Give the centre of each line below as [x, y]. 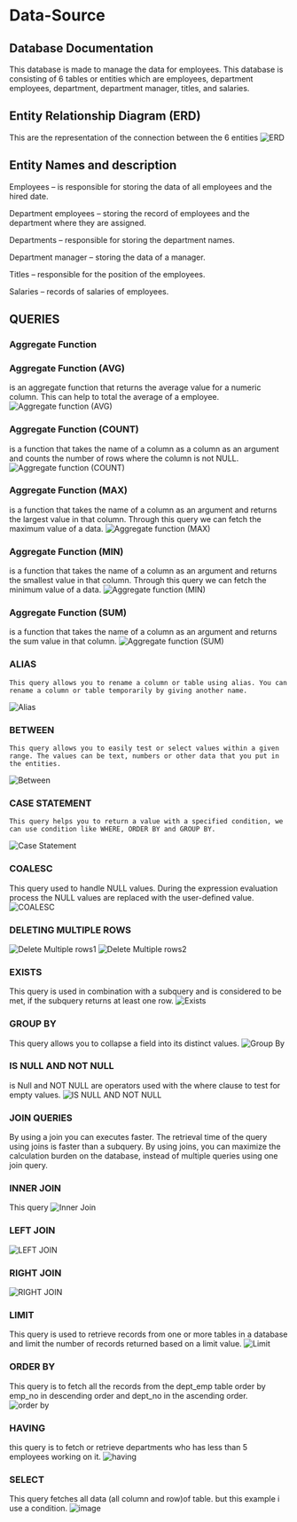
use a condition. [39, 1509]
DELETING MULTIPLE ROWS [70, 930]
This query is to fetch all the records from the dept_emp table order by [137, 1386]
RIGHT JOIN [35, 1273]
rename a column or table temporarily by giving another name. [129, 691]
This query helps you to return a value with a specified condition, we [146, 822]
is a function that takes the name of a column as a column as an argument [144, 449]
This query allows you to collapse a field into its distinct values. [125, 1043]
